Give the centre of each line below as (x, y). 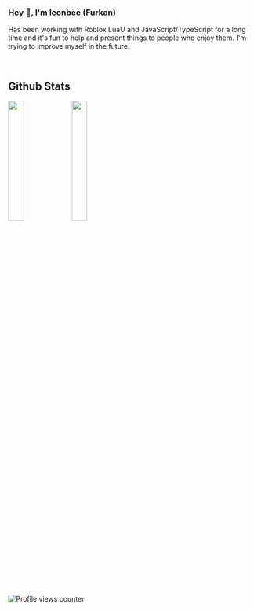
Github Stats (39, 86)
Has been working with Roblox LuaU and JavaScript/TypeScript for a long (127, 30)
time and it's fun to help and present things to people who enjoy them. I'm (127, 38)
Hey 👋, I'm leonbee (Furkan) (62, 13)
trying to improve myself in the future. (69, 46)
